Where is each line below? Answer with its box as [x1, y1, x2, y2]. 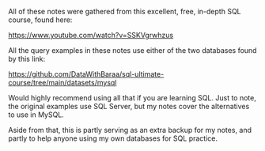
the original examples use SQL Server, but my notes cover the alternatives [8, 102, 250, 111]
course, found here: [8, 15, 73, 25]
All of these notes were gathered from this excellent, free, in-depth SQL [8, 7, 241, 16]
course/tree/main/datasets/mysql [8, 78, 117, 87]
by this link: [8, 55, 46, 63]
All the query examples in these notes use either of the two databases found [8, 46, 257, 55]
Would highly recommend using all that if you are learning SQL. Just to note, [8, 93, 257, 102]
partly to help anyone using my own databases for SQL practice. [8, 134, 218, 143]
